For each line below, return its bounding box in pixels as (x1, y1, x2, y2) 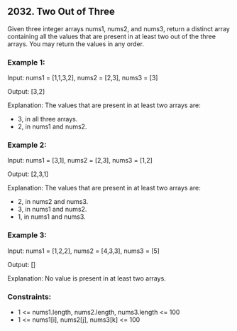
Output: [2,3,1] (7, 170, 49, 178)
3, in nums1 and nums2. (17, 205, 87, 214)
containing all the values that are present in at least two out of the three (7, 32, 216, 40)
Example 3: (7, 230, 48, 240)
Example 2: (7, 140, 47, 150)
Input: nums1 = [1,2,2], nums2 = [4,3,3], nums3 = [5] (7, 246, 160, 255)
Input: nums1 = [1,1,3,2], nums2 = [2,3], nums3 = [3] (7, 74, 158, 82)
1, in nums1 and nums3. (17, 212, 87, 221)
